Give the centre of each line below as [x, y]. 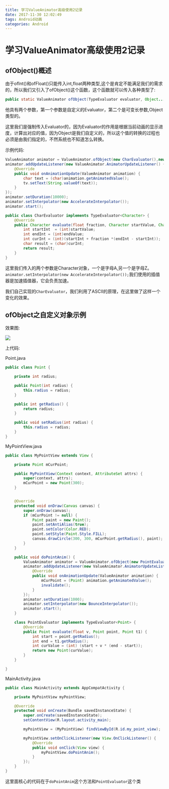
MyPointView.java [24, 446]
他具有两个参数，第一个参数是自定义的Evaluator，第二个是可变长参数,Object [84, 110]
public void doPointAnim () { [45, 557]
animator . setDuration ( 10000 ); [37, 197]
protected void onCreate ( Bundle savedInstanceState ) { [73, 711]
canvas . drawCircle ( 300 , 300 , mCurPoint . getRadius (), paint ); [98, 539]
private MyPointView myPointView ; [50, 697]
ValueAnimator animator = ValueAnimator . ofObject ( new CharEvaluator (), [82, 160]
